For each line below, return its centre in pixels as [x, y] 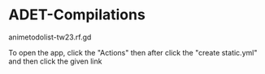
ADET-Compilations [77, 15]
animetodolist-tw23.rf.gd [50, 37]
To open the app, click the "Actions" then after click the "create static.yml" [133, 52]
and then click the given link [55, 61]
